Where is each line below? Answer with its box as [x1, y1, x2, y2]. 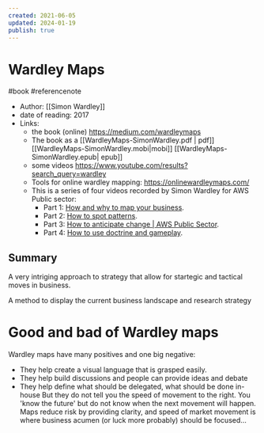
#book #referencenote [8, 86, 81, 96]
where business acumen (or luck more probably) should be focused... [19, 416, 247, 425]
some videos [31, 161, 74, 170]
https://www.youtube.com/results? [74, 161, 188, 170]
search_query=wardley [31, 169, 107, 179]
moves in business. [8, 280, 71, 290]
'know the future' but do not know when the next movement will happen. [19, 399, 257, 408]
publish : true [8, 26, 55, 34]
